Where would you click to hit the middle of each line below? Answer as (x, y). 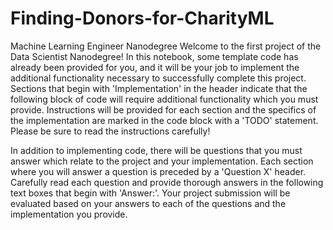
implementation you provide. (69, 214)
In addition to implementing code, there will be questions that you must (156, 150)
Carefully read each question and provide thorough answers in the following (167, 182)
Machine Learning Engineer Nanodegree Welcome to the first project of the (166, 46)
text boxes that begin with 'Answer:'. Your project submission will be (150, 193)
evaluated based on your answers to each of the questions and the (148, 203)
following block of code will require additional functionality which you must (164, 99)
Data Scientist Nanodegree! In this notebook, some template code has (154, 56)
